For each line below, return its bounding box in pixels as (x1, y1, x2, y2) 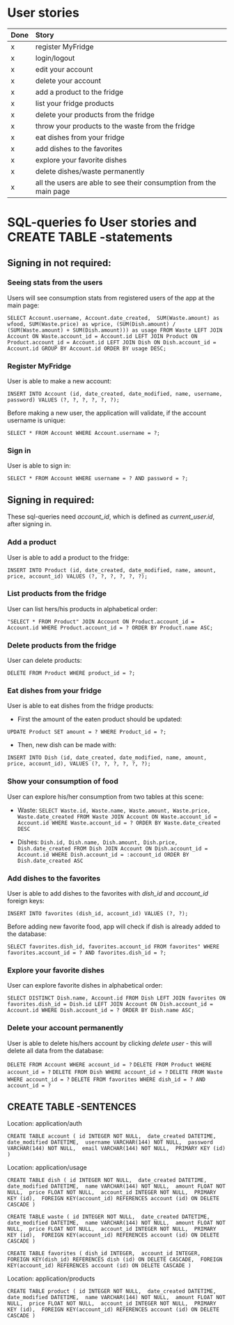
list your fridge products (35, 98, 114, 108)
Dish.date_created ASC (17, 857, 84, 864)
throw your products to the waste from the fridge (35, 121, 195, 130)
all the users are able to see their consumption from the (35, 178, 217, 187)
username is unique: (7, 416, 66, 424)
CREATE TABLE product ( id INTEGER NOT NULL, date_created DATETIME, (7, 1288, 217, 1295)
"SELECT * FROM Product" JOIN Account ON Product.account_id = (7, 618, 195, 625)
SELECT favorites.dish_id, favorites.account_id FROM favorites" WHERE (7, 943, 219, 950)
